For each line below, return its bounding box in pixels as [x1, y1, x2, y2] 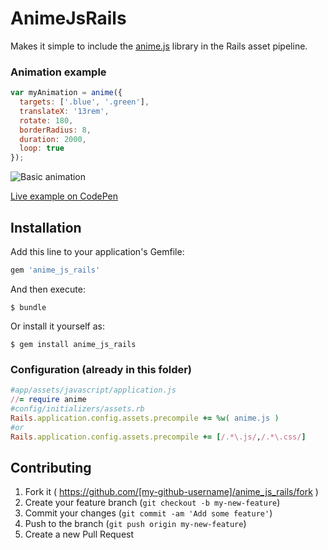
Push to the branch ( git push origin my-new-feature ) [24, 518, 247, 530]
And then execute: [10, 283, 86, 295]
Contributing [10, 459, 92, 476]
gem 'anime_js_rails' [10, 265, 101, 276]
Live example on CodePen [10, 190, 118, 202]
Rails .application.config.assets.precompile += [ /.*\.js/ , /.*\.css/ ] [10, 432, 307, 442]
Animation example [10, 65, 107, 79]
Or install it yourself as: [10, 320, 105, 332]
